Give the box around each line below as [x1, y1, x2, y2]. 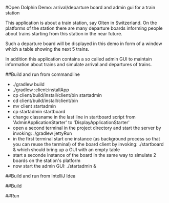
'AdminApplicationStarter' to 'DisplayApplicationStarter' [12, 119, 130, 125]
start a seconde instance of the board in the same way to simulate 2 [12, 152, 156, 158]
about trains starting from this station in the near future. [5, 31, 123, 36]
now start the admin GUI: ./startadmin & [12, 163, 96, 169]
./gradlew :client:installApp [12, 87, 69, 93]
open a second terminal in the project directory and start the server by [12, 125, 161, 131]
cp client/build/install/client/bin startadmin [12, 92, 102, 98]
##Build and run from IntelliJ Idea [5, 173, 76, 179]
